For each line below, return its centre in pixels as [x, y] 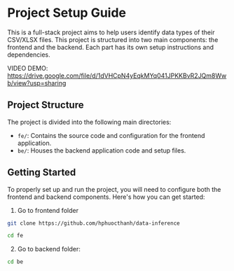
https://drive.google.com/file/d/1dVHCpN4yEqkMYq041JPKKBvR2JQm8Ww [117, 76]
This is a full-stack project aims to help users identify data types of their [111, 32]
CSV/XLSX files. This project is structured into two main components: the [113, 39]
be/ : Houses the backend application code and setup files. [102, 150]
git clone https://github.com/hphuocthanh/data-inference [94, 223]
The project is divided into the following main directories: [89, 122]
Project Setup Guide [67, 13]
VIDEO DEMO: [28, 68]
